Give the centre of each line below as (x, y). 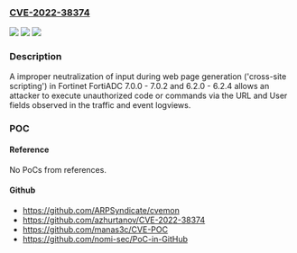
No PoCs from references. (58, 169)
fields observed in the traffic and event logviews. (100, 104)
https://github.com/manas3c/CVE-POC (95, 229)
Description (36, 57)
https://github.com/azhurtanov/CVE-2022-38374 (114, 220)
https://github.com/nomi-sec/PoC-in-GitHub (105, 239)
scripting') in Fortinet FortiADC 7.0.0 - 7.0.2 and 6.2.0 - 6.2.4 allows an (139, 86)
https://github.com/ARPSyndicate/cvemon (101, 210)
